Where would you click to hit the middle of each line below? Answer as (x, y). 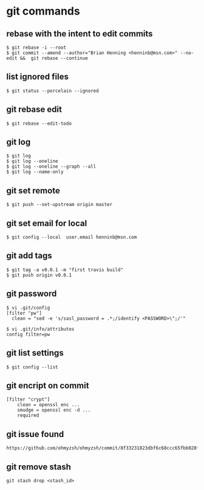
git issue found (35, 434)
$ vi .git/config (28, 308)
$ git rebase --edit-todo (39, 123)
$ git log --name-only (35, 172)
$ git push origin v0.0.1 (39, 275)
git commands (43, 11)
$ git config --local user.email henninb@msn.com (72, 237)
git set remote (33, 191)
